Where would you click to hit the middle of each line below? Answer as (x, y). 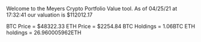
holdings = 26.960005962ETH (44, 33)
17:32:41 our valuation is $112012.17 (49, 15)
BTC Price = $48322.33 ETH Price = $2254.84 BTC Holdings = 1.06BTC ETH (101, 26)
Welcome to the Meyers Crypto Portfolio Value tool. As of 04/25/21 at (92, 9)
